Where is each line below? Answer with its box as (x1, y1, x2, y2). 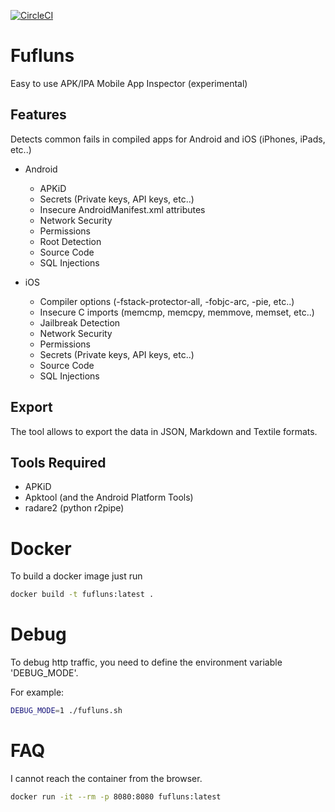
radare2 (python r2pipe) (24, 502, 125, 514)
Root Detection (39, 235, 102, 247)
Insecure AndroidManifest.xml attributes (39, 203, 206, 215)
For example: (10, 686, 65, 699)
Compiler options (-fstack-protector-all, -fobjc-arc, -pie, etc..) (39, 295, 295, 307)
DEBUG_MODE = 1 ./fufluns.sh (10, 706, 123, 716)
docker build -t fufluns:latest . (10, 590, 155, 600)
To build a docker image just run (10, 570, 143, 582)
